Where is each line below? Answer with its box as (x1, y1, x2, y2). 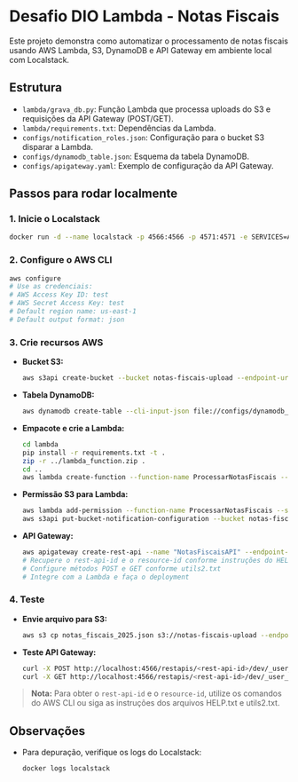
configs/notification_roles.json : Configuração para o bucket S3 (21, 131, 264, 143)
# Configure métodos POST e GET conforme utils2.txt (21, 564, 222, 573)
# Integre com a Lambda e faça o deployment (21, 573, 190, 581)
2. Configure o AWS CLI (9, 254, 113, 266)
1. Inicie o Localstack (9, 213, 100, 225)
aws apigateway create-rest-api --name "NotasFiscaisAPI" (21, 548, 241, 557)
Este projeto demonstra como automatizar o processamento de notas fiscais (9, 36, 288, 46)
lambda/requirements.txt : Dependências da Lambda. (21, 122, 216, 133)
